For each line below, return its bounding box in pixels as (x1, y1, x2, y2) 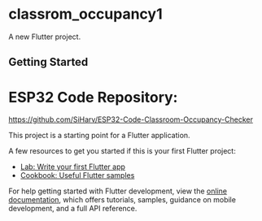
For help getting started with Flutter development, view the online (8, 186, 228, 196)
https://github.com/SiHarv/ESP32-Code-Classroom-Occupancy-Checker (8, 115, 254, 124)
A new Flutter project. (8, 32, 81, 41)
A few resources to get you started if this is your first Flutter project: (8, 146, 236, 156)
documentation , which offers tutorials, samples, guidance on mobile (8, 195, 236, 205)
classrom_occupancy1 (8, 5, 163, 24)
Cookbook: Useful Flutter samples (20, 171, 135, 180)
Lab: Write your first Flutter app (20, 162, 126, 171)
